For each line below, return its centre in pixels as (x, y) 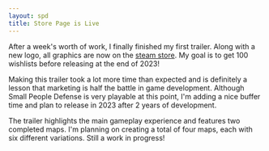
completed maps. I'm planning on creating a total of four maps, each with (131, 129)
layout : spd (28, 16)
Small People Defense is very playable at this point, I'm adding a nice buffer (134, 96)
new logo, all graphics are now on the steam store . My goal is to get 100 (128, 55)
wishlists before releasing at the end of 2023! (84, 63)
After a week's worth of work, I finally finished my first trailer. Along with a (132, 46)
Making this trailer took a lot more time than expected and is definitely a (128, 79)
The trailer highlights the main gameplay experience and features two (124, 120)
